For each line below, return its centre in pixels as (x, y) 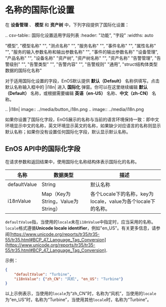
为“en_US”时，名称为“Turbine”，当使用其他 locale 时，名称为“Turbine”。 (78, 300)
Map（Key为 (56, 194)
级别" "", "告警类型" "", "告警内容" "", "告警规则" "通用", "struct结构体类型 (83, 64)
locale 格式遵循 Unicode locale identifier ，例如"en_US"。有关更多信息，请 (81, 228)
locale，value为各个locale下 (123, 201)
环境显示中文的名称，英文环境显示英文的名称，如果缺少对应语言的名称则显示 (83, 125)
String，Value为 (60, 201)
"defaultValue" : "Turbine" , (43, 274)
